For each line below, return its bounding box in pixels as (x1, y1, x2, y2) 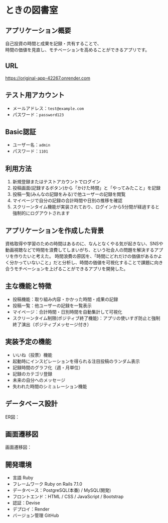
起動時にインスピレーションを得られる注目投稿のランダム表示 (12, 358, 140, 364)
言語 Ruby (12, 475, 34, 481)
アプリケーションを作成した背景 (5, 226, 104, 235)
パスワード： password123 (12, 111, 64, 117)
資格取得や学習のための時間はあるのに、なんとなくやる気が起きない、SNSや (5, 241, 163, 247)
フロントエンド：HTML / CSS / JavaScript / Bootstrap (12, 494, 124, 500)
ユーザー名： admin (12, 142, 51, 148)
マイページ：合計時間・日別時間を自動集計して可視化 (12, 309, 123, 315)
